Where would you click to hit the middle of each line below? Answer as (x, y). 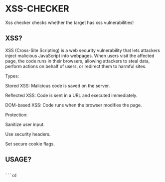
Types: (12, 76)
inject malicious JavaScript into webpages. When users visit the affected (80, 55)
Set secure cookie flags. (30, 143)
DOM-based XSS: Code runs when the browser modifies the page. (74, 105)
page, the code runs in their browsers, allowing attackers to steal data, (78, 61)
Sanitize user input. (25, 124)
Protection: (16, 114)
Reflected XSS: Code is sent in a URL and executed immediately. (71, 95)
